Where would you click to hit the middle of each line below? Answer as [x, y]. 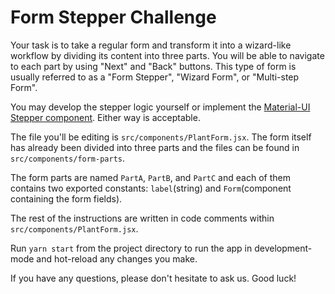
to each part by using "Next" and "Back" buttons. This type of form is [153, 66]
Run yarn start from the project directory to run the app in [131, 248]
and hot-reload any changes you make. [117, 258]
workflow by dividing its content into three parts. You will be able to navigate [167, 55]
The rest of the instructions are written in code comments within [142, 218]
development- [283, 248]
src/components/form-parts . [68, 158]
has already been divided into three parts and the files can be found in [155, 147]
